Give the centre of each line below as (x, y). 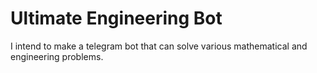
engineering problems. (57, 56)
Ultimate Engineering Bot (116, 18)
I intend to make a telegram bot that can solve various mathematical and (159, 46)
